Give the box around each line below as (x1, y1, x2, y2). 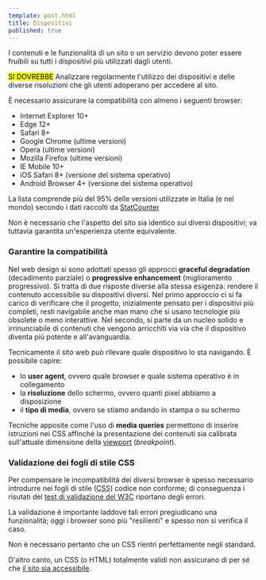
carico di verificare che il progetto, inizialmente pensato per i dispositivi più (8, 298, 254, 307)
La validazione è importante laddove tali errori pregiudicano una (8, 507, 218, 516)
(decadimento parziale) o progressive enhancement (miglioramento (8, 273, 233, 282)
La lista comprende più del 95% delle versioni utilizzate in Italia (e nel (8, 194, 234, 203)
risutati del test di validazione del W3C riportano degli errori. (8, 492, 206, 501)
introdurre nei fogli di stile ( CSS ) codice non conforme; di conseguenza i (8, 483, 245, 493)
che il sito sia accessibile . (8, 563, 91, 573)
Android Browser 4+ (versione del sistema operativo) (19, 179, 194, 188)
